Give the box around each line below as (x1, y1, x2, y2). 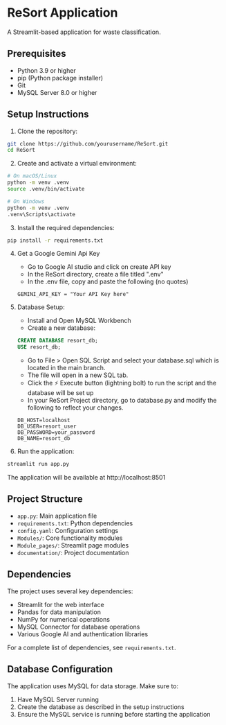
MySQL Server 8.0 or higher (17, 88, 97, 96)
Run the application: (17, 447, 75, 455)
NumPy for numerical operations (17, 615, 111, 623)
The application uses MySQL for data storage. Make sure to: (7, 681, 179, 690)
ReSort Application (7, 5, 118, 21)
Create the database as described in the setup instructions (17, 702, 185, 711)
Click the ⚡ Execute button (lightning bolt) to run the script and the (27, 379, 216, 387)
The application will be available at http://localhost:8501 (7, 473, 166, 482)
